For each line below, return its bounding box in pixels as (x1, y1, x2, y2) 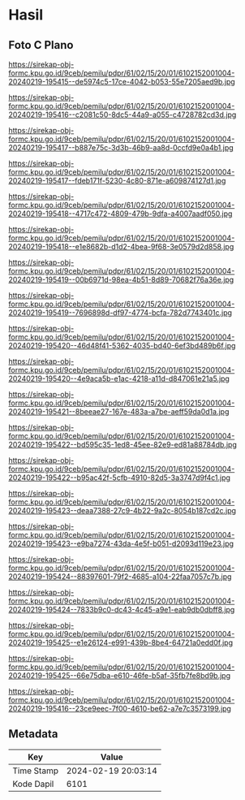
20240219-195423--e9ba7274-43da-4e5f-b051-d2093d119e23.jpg (8, 538, 234, 548)
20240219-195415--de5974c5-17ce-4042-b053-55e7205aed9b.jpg (8, 77, 235, 86)
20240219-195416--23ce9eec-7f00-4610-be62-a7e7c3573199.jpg (8, 704, 231, 713)
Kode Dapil (12, 778, 54, 789)
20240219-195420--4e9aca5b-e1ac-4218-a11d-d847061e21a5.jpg (8, 374, 230, 383)
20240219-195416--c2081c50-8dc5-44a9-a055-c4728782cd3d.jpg (8, 110, 237, 119)
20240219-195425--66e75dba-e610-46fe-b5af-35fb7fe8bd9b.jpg (8, 671, 231, 680)
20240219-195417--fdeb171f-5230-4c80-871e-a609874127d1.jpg (8, 176, 226, 185)
